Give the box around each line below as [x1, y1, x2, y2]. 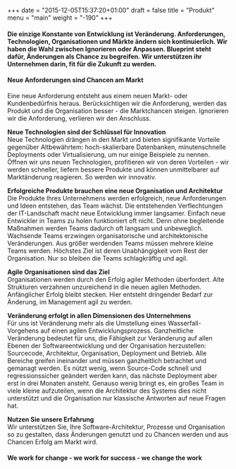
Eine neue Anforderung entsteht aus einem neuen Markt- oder [7, 91, 188, 100]
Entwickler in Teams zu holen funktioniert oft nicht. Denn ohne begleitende [7, 216, 224, 225]
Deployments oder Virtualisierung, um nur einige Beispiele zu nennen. [7, 150, 210, 158]
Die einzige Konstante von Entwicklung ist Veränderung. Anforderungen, [7, 30, 225, 38]
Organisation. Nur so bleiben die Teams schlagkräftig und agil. [7, 254, 188, 262]
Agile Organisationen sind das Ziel [7, 268, 111, 276]
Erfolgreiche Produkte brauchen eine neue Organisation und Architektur [7, 186, 223, 195]
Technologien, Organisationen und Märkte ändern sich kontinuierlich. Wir [7, 37, 228, 45]
